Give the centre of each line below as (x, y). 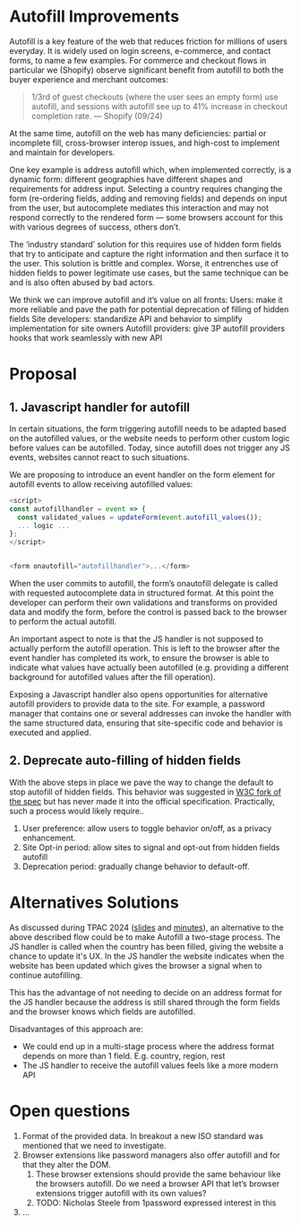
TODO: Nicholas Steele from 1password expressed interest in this (156, 1203)
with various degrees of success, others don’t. (95, 227)
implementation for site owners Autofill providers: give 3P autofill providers (147, 328)
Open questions (70, 1111)
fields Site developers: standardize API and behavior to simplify (126, 318)
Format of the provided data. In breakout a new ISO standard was (143, 1135)
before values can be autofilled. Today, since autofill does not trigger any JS (150, 447)
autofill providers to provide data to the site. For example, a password (137, 704)
